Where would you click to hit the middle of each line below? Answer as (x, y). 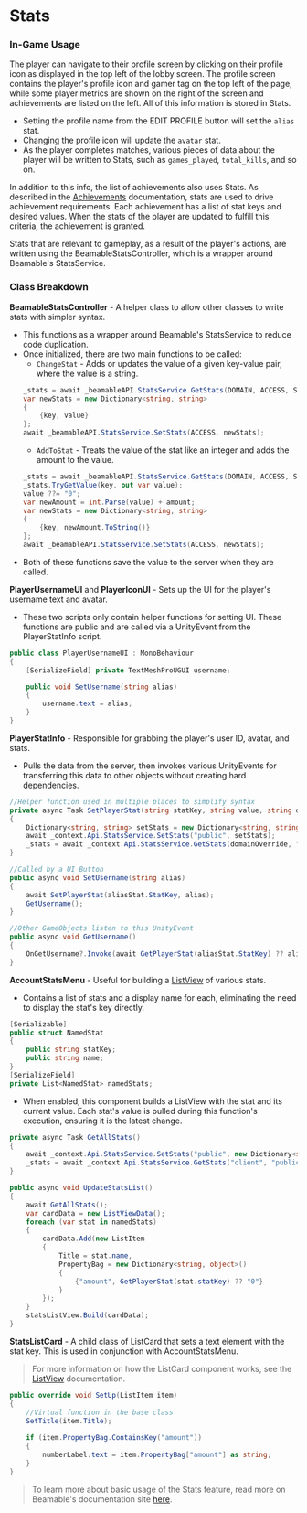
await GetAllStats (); (67, 1205)
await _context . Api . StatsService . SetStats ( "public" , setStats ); (151, 836)
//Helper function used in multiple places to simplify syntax (132, 801)
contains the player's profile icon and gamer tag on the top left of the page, (151, 84)
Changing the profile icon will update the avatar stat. (122, 140)
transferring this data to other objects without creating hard (134, 775)
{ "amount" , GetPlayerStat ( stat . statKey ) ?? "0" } (169, 1282)
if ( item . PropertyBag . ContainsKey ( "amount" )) (114, 1438)
